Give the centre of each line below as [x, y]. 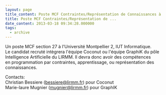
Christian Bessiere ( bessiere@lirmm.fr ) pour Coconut [60, 82]
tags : [11, 28]
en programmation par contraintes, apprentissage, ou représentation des [80, 62]
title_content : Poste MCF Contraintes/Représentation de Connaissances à [83, 14]
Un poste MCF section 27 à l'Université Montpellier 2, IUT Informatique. [78, 47]
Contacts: [15, 77]
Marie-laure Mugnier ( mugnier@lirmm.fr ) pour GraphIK [61, 87]
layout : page [19, 10]
